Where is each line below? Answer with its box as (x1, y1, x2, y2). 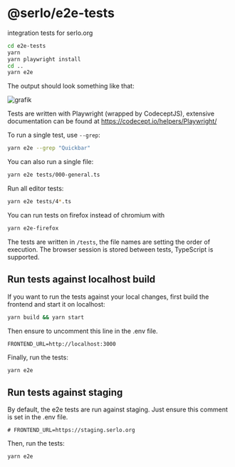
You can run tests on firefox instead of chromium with (7, 210, 165, 219)
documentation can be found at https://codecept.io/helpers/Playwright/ (7, 117, 217, 125)
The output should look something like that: (7, 82, 135, 91)
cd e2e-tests (7, 42, 46, 49)
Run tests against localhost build (7, 273, 156, 286)
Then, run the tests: (7, 439, 66, 448)
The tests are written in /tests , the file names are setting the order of (7, 237, 211, 246)
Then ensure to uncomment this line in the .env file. (7, 327, 158, 335)
